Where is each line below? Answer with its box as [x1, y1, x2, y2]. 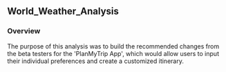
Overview [7, 26, 41, 36]
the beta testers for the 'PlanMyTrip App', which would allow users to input [7, 49, 220, 57]
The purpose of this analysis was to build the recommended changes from [7, 42, 220, 51]
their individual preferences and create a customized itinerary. [7, 57, 185, 65]
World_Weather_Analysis [7, 6, 120, 17]
